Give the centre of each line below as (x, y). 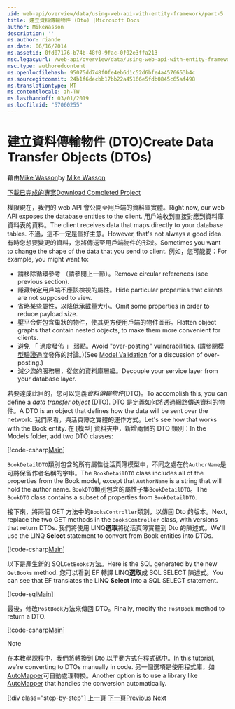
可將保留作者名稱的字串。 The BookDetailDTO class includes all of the (106, 473)
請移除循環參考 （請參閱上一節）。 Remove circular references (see (113, 274)
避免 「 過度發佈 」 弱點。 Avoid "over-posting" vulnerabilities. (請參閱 (117, 346)
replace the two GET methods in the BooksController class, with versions (113, 519)
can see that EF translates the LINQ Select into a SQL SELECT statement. (113, 580)
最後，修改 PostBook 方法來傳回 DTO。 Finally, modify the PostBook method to (116, 608)
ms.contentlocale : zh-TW (43, 92)
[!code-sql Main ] (30, 594)
